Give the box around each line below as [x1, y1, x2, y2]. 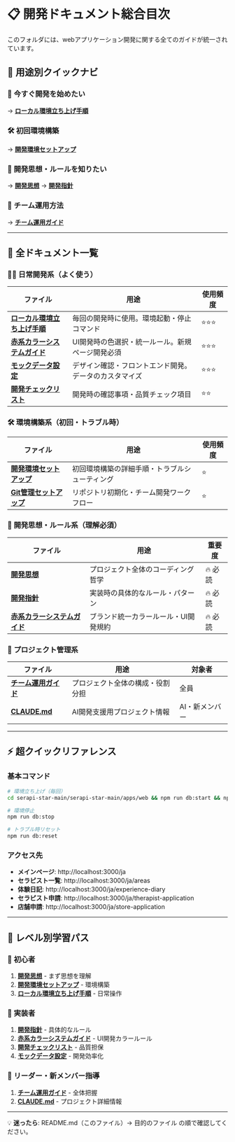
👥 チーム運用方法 [7, 201, 64, 211]
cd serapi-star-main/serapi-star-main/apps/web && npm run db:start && [7, 794, 220, 801]
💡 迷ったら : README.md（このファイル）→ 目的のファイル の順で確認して [7, 1118, 222, 1127]
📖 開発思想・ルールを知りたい [7, 164, 107, 174]
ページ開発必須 [72, 348, 122, 358]
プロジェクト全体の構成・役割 [71, 678, 170, 688]
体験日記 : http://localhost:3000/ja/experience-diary [17, 885, 166, 894]
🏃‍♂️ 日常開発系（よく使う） [7, 269, 98, 279]
